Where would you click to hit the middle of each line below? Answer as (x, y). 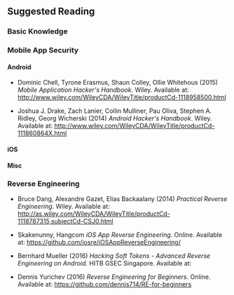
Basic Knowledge (37, 32)
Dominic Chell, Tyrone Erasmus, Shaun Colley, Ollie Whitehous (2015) (118, 83)
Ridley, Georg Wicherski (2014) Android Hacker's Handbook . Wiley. (115, 118)
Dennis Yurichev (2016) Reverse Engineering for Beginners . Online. (114, 277)
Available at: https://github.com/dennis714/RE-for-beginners (104, 284)
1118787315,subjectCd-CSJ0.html (65, 221)
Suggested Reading (51, 12)
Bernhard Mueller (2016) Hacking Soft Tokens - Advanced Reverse (114, 256)
